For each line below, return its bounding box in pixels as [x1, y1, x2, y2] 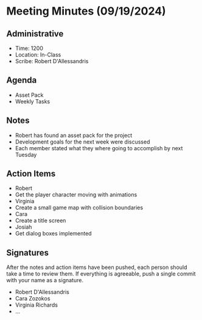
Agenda [6, 75, 37, 86]
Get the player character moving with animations [15, 191, 138, 198]
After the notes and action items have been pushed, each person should [6, 263, 187, 271]
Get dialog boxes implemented [15, 230, 92, 237]
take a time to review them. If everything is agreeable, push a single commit [6, 270, 196, 277]
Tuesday [15, 151, 37, 158]
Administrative [6, 29, 64, 39]
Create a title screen [15, 217, 66, 224]
